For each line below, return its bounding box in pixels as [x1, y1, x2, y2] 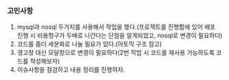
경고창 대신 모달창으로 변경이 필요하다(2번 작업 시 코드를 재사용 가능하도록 [16, 49, 215, 57]
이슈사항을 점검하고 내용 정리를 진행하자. [16, 66, 125, 74]
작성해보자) [29, 57, 60, 66]
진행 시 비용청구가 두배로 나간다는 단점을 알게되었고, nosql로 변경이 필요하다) [16, 31, 223, 40]
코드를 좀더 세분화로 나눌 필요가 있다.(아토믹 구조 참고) [16, 40, 162, 49]
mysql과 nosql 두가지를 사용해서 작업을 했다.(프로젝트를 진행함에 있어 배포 [16, 23, 216, 31]
